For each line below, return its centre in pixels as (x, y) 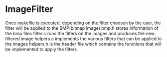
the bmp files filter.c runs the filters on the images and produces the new (80, 33)
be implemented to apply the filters (41, 49)
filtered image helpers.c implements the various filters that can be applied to (83, 39)
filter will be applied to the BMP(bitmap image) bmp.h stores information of (82, 28)
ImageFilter (29, 9)
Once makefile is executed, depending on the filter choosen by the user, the (83, 23)
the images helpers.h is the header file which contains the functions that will (83, 44)
